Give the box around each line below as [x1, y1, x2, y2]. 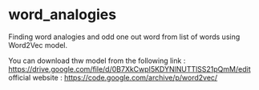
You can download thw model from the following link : [8, 56, 186, 65]
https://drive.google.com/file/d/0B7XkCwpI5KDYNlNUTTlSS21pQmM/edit [8, 64, 251, 73]
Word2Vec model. [8, 40, 68, 49]
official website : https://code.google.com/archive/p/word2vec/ [8, 72, 218, 82]
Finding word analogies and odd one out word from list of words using [8, 32, 241, 41]
